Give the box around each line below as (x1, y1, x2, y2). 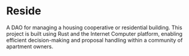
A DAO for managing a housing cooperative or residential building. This (6, 24, 182, 31)
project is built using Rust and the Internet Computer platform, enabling (6, 30, 182, 37)
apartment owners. (6, 43, 54, 50)
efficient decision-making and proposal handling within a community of (6, 36, 183, 43)
